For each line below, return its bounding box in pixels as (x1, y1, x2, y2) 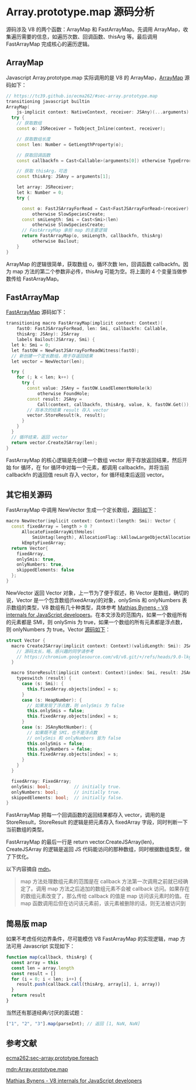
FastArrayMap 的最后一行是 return (6, 838, 89, 845)
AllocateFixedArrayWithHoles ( (21, 529, 95, 535)
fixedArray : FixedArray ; (11, 778, 72, 784)
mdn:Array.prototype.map (6, 1065, 68, 1072)
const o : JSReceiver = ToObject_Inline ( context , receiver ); (16, 126, 166, 132)
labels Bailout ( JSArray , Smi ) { (16, 337, 95, 343)
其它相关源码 (6, 490, 52, 500)
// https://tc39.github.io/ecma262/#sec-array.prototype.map (6, 93, 158, 99)
